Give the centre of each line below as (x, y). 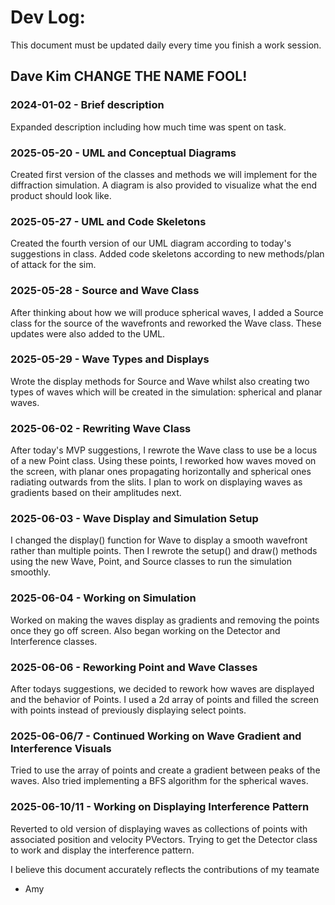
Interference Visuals (61, 748)
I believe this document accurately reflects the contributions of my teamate (165, 869)
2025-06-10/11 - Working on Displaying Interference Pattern (160, 807)
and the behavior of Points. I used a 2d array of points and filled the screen (164, 699)
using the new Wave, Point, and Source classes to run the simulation (151, 562)
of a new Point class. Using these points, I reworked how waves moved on (163, 461)
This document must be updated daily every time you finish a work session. (166, 45)
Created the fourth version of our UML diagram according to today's (151, 243)
